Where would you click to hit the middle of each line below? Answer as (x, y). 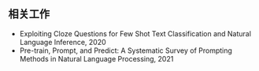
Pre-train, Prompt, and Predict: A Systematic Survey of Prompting (126, 50)
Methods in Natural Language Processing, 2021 (96, 58)
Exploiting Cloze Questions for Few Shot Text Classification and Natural (135, 33)
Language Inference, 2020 (63, 42)
